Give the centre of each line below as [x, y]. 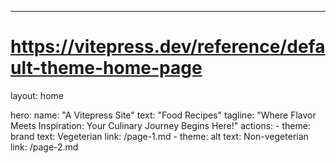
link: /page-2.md [44, 147]
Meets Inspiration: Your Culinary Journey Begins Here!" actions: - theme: [160, 125]
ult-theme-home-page [106, 68]
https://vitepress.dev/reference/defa [168, 47]
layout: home [37, 95]
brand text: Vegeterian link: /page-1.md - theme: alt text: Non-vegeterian [159, 136]
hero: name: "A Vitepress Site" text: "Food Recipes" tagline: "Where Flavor [163, 115]
